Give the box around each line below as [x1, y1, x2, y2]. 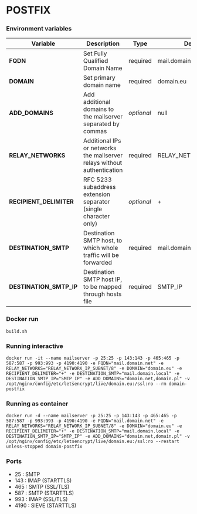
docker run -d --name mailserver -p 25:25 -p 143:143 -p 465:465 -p [6, 413, 177, 419]
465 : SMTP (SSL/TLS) [14, 483, 70, 490]
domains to [83, 105, 114, 113]
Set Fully [83, 49, 107, 58]
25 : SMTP [14, 471, 40, 478]
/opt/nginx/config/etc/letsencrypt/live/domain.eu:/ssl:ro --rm [6, 381, 167, 387]
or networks [83, 144, 117, 153]
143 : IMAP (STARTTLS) [14, 476, 72, 484]
